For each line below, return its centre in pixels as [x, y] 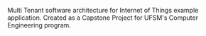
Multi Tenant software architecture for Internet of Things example [103, 10]
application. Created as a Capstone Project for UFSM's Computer [103, 18]
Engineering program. [39, 25]
